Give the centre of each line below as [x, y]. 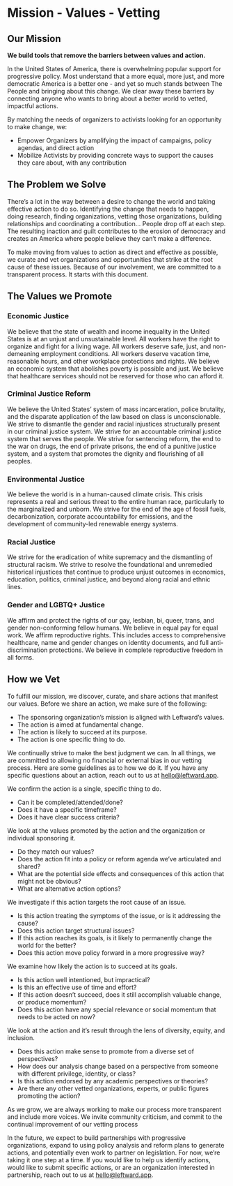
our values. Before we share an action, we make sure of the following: [107, 704]
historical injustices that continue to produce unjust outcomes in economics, [116, 572]
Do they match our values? [56, 851]
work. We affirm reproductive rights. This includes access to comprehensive [116, 635]
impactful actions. [33, 106]
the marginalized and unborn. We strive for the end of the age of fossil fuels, [116, 509]
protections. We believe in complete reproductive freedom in [136, 650]
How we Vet [34, 680]
